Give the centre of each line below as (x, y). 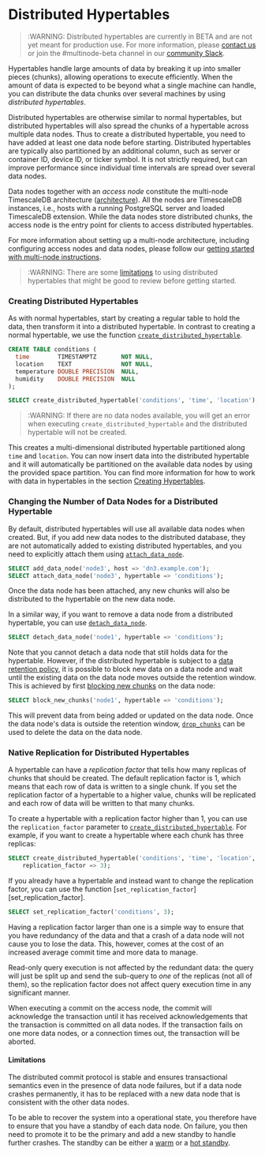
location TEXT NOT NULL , (84, 364)
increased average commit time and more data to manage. (103, 952)
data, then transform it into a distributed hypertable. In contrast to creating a (132, 327)
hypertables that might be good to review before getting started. (132, 280)
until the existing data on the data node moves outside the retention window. (132, 677)
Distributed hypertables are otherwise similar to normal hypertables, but (125, 117)
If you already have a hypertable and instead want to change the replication (131, 881)
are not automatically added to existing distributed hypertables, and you (125, 546)
